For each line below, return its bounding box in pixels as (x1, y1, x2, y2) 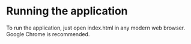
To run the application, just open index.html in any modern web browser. (6, 24, 185, 31)
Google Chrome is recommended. (6, 30, 90, 37)
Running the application (6, 4, 128, 18)
